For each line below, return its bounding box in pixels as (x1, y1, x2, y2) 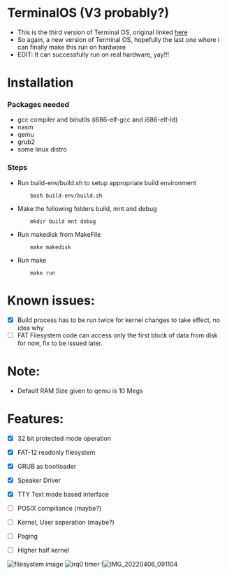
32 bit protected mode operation (17, 434, 112, 442)
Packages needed (7, 100, 70, 110)
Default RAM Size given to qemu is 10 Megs (17, 386, 143, 395)
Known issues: (7, 292, 96, 308)
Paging (17, 532, 38, 541)
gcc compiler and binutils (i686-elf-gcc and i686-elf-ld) (17, 115, 178, 124)
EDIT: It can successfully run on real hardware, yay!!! (17, 50, 170, 59)
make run (30, 269, 56, 277)
